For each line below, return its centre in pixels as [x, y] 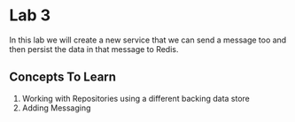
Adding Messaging [56, 108]
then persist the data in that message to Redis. [94, 49]
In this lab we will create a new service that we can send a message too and [148, 40]
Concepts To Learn [63, 77]
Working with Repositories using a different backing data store [136, 98]
